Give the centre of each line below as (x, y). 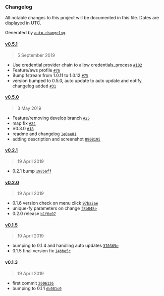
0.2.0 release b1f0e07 (34, 214)
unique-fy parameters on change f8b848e (55, 208)
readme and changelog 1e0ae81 (44, 134)
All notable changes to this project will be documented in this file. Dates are (82, 18)
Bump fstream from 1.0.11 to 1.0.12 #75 (50, 75)
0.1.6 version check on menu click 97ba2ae (55, 203)
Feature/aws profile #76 (36, 70)
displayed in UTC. (23, 23)
